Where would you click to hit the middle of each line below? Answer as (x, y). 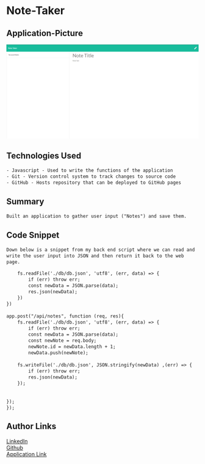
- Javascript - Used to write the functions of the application (90, 171)
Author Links (31, 426)
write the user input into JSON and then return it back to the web (95, 256)
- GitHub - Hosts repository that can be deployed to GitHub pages (94, 183)
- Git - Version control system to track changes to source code (91, 177)
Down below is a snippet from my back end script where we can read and (101, 250)
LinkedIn (17, 441)
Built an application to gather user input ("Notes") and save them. (97, 216)
